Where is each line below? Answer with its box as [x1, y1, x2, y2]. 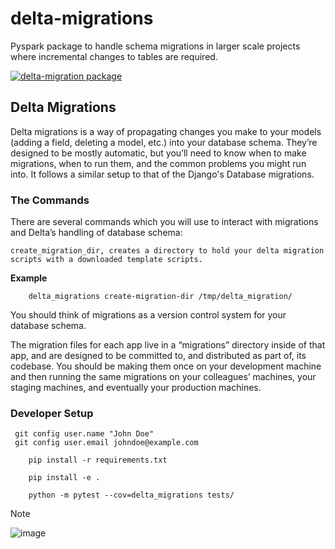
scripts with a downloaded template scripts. [10, 255, 203, 265]
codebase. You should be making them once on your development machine [10, 360, 322, 372]
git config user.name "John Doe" [14, 429, 155, 439]
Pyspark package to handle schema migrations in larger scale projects [10, 40, 301, 52]
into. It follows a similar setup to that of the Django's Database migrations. [10, 168, 315, 180]
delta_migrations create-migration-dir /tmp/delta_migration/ [28, 292, 293, 302]
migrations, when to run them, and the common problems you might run [10, 157, 307, 169]
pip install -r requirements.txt [28, 455, 168, 466]
